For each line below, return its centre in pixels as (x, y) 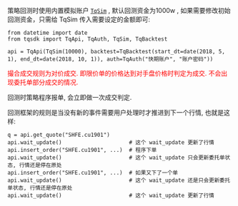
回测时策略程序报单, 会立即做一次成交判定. (70, 97)
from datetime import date (48, 33)
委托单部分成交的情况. (46, 82)
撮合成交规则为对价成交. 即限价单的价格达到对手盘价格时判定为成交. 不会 (114, 73)
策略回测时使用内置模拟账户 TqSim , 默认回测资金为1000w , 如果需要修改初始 (119, 10)
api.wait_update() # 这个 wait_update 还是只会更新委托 (119, 180)
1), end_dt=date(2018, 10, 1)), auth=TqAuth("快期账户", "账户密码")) (110, 59)
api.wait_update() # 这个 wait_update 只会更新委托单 (116, 158)
